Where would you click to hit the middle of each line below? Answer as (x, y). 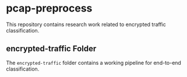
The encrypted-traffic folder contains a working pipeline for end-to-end (94, 63)
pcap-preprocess (49, 8)
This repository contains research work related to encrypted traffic (86, 24)
